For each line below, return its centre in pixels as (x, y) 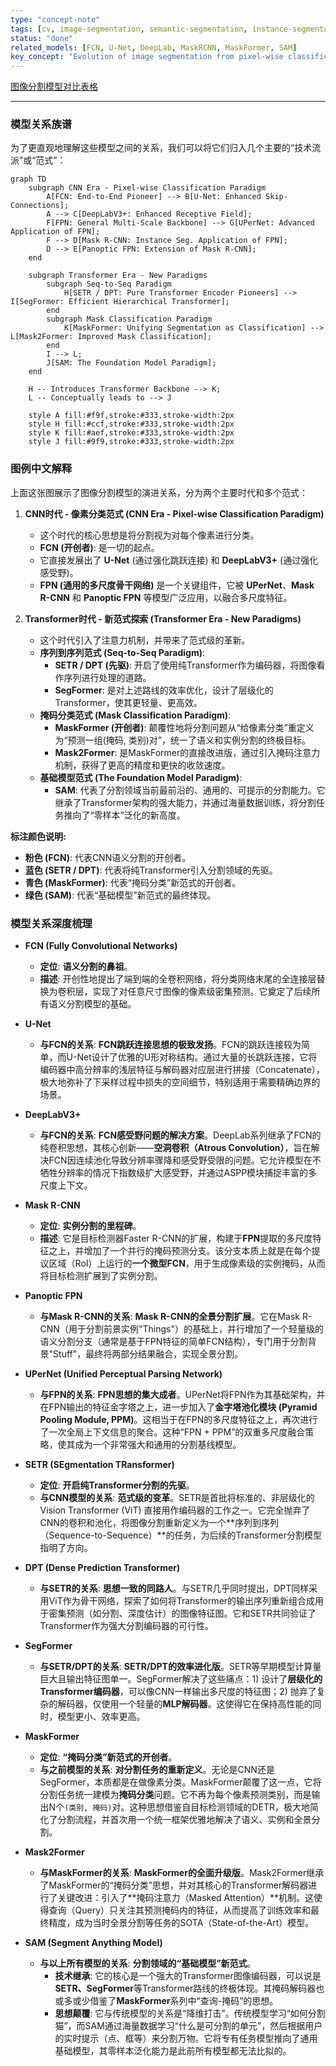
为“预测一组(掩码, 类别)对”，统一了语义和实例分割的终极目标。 (182, 740)
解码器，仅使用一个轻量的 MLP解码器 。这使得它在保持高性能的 (185, 1704)
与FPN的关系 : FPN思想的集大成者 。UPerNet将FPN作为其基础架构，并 (182, 1395)
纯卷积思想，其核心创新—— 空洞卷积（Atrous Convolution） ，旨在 (175, 1148)
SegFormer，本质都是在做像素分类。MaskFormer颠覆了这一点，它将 (180, 1782)
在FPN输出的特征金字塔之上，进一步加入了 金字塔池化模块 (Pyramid (178, 1407)
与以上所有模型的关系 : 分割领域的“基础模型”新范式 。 (148, 1963)
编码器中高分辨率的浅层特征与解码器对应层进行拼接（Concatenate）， (182, 1070)
